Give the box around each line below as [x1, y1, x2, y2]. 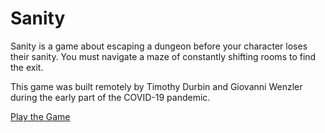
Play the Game [10, 110, 71, 122]
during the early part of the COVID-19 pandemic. [10, 91, 211, 103]
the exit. [10, 61, 44, 73]
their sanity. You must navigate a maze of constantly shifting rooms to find [10, 50, 317, 62]
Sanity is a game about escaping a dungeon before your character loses [10, 40, 308, 52]
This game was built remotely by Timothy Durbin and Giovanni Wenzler [10, 80, 303, 92]
